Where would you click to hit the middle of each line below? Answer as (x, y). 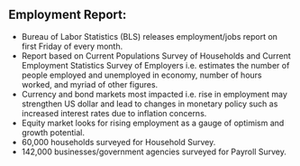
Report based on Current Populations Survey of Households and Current (156, 55)
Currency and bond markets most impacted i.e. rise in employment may (154, 94)
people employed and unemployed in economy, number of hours (141, 75)
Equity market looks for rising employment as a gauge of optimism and (153, 123)
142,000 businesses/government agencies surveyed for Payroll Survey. (154, 152)
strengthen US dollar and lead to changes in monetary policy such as (150, 104)
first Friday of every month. (72, 46)
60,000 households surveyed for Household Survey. (118, 142)
